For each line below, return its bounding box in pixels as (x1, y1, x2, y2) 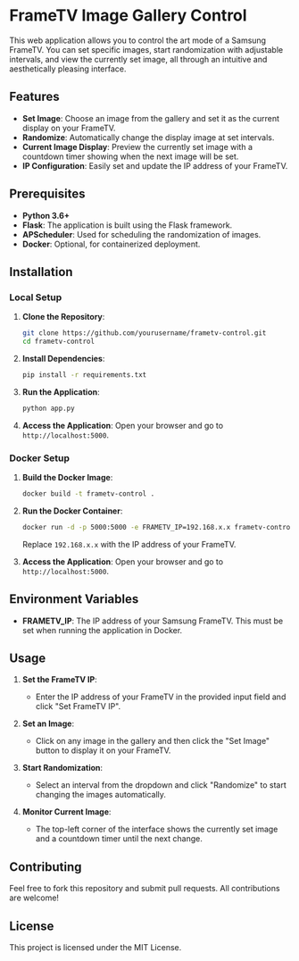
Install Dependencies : (21, 354, 105, 364)
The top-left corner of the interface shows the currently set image (35, 823, 278, 835)
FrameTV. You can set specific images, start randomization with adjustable (9, 44, 284, 54)
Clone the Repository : (21, 312, 105, 322)
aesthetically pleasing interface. (9, 63, 127, 74)
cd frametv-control (21, 337, 96, 347)
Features (9, 89, 60, 104)
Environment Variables (9, 591, 139, 607)
